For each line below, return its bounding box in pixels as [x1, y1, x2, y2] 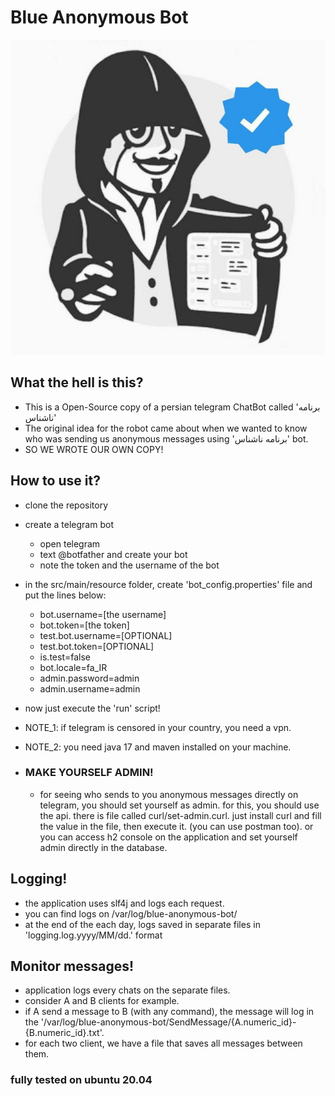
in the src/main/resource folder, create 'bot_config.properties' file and [24, 578, 313, 590]
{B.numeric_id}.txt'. [24, 1027, 105, 1039]
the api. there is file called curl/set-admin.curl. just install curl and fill [39, 809, 322, 821]
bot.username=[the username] [39, 608, 167, 620]
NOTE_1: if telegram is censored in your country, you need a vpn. [24, 721, 292, 733]
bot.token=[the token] [39, 619, 130, 631]
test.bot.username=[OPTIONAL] [39, 629, 173, 641]
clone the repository [24, 499, 109, 511]
